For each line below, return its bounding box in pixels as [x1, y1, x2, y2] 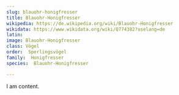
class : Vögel [6, 44, 40, 50]
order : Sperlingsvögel [6, 49, 67, 55]
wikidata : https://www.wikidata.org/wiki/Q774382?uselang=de [6, 26, 166, 32]
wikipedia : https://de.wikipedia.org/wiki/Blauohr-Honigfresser [6, 20, 174, 26]
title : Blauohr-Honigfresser [6, 15, 81, 21]
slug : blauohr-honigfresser [6, 9, 78, 15]
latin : [6, 32, 23, 38]
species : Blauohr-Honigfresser [6, 60, 89, 66]
